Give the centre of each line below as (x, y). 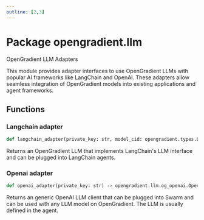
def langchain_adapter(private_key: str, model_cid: (74, 140)
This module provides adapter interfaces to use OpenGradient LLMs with (97, 71)
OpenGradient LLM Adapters (42, 59)
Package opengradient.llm (74, 42)
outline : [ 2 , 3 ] (25, 12)
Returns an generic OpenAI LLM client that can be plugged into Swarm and (100, 197)
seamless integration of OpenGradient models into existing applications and (101, 83)
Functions (26, 109)
